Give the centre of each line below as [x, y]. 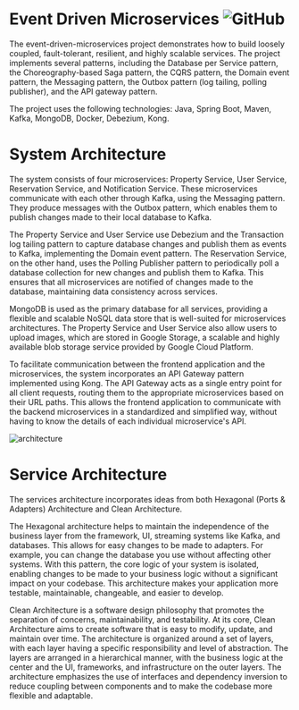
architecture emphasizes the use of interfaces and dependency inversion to [149, 676]
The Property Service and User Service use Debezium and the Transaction [146, 234]
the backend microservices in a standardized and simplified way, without [143, 411]
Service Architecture [88, 475]
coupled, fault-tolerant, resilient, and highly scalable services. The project [145, 53]
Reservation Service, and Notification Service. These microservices [133, 189]
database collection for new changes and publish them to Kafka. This [137, 272]
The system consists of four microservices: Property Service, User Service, [148, 179]
